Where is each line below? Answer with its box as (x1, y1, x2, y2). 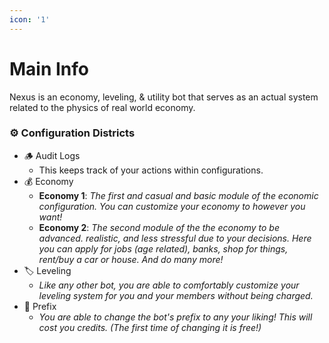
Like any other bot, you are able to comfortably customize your (38, 279, 300, 291)
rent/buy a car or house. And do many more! (38, 253, 224, 265)
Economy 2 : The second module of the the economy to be (38, 221, 280, 233)
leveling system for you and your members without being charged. (38, 289, 314, 301)
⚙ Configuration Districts (9, 126, 136, 140)
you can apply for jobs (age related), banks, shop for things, (38, 242, 289, 255)
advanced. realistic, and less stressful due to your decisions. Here (38, 232, 312, 244)
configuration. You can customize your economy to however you (38, 200, 306, 212)
